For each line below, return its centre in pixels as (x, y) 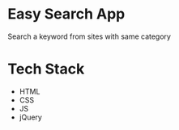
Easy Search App (66, 14)
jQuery (30, 117)
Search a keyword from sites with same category (89, 36)
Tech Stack (46, 69)
